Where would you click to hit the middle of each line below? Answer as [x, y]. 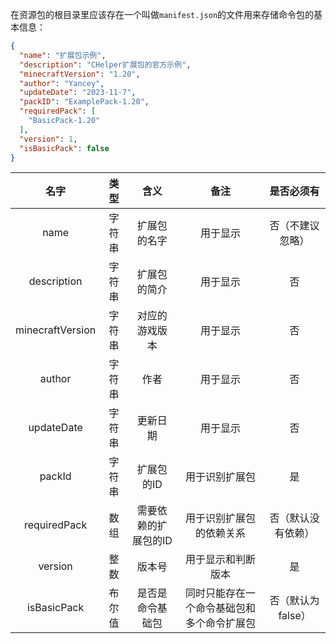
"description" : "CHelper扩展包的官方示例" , [105, 64]
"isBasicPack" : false [64, 148]
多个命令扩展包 [220, 623]
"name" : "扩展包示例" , [63, 55]
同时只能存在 [215, 593]
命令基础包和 [225, 608]
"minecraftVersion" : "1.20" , [80, 74]
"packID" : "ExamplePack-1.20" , [84, 102]
